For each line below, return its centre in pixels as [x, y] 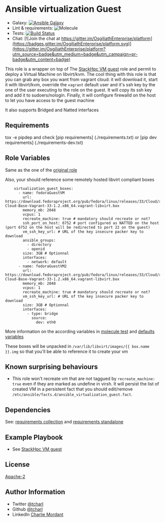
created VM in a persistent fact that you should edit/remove [72, 389]
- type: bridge [42, 313]
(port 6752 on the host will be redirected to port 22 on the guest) [78, 227]
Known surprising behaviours [52, 366]
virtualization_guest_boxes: [44, 188]
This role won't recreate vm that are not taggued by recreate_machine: [84, 379]
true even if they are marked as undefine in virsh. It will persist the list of [86, 384]
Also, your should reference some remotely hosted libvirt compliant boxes [80, 179]
